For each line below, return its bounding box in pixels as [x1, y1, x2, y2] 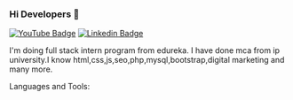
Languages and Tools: [9, 81, 91, 92]
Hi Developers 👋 [9, 8, 80, 20]
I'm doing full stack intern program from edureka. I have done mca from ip [9, 45, 281, 56]
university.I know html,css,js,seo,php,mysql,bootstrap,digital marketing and [9, 55, 285, 65]
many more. [9, 64, 53, 74]
